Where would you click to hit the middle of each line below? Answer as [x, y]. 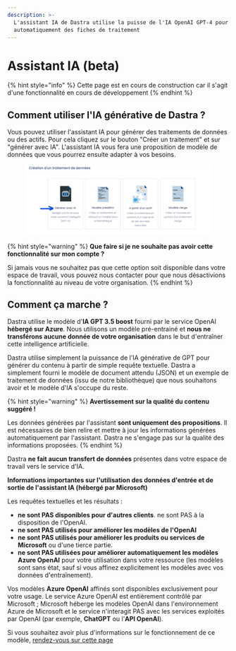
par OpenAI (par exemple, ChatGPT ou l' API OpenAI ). [85, 619]
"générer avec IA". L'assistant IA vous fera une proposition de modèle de [112, 147]
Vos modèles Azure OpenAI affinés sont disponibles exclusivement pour [113, 589]
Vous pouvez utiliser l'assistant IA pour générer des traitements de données [117, 132]
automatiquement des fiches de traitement [77, 30]
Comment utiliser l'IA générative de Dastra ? [106, 115]
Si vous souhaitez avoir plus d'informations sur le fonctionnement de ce [111, 633]
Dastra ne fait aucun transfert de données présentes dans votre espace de [117, 459]
